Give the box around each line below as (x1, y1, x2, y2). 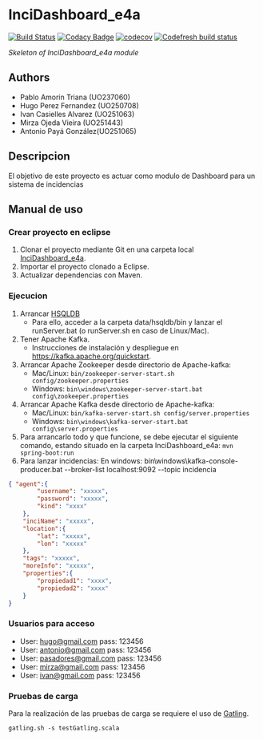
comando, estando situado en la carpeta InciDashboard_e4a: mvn (19, 440, 233, 450)
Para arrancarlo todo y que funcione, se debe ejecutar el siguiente (19, 431, 239, 442)
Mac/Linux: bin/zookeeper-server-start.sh (31, 368, 175, 378)
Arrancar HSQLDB (19, 309, 80, 318)
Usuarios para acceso (8, 618, 95, 629)
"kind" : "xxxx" (37, 503, 88, 511)
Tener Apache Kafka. (19, 334, 90, 344)
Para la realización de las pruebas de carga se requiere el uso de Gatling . (8, 709, 249, 718)
